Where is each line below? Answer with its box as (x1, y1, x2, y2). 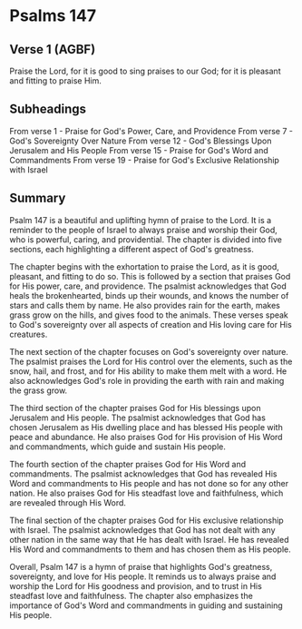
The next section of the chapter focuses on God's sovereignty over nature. (9, 346, 288, 357)
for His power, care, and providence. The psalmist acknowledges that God (9, 280, 287, 291)
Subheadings (9, 102, 87, 117)
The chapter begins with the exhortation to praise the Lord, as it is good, (9, 260, 279, 272)
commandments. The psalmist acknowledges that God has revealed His (9, 468, 278, 479)
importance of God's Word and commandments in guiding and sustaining (9, 600, 283, 611)
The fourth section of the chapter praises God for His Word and (9, 458, 247, 469)
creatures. (9, 329, 48, 339)
